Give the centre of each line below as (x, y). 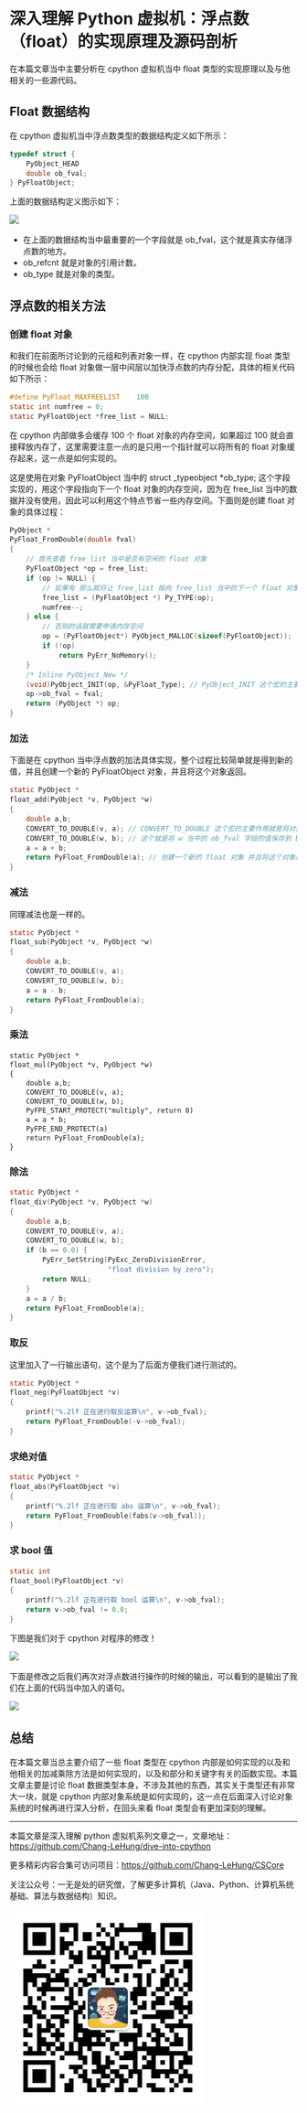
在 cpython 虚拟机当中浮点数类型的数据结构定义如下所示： (119, 135)
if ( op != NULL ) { (61, 578)
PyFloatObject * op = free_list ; (87, 569)
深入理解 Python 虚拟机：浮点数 (129, 19)
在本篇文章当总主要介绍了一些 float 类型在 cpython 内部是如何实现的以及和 (150, 1762)
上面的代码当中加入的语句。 (77, 1688)
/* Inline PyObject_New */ (77, 675)
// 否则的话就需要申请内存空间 (93, 627)
